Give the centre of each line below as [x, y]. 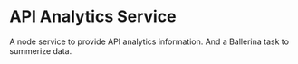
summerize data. [41, 50]
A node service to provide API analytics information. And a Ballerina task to [149, 41]
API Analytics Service [93, 17]
